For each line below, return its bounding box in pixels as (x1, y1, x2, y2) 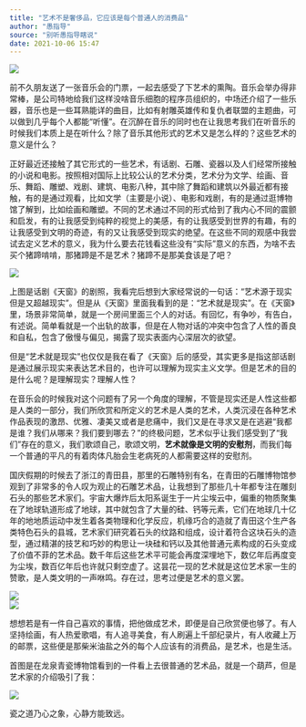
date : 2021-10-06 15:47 (9, 38, 100, 48)
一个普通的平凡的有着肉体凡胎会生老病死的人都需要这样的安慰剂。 (9, 451, 257, 462)
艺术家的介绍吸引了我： (9, 671, 97, 682)
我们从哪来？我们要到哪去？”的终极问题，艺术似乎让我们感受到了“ (33, 428, 280, 439)
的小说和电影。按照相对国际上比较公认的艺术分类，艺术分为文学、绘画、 (9, 170, 280, 181)
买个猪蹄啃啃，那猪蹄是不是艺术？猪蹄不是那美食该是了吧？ (9, 250, 233, 261)
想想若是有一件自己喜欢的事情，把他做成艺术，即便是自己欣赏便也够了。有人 (9, 618, 297, 629)
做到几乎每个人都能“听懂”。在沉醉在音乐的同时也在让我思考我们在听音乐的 (16, 116, 296, 128)
